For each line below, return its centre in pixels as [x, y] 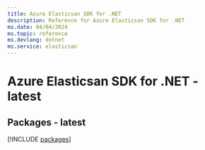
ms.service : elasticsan [42, 46]
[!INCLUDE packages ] [39, 139]
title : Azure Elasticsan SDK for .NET [64, 14]
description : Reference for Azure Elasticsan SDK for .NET [96, 20]
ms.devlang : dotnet [36, 40]
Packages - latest [47, 122]
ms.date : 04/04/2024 [38, 27]
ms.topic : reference [38, 33]
